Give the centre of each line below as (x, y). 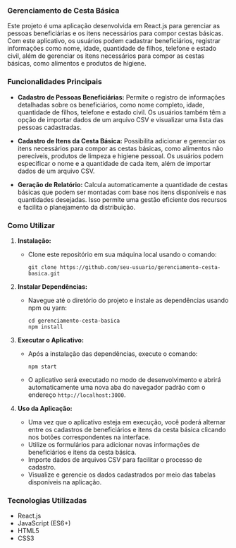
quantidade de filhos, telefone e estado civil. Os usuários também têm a (122, 112)
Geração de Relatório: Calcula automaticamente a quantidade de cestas (123, 184)
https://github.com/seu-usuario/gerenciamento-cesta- (140, 267)
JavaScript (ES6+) (44, 523)
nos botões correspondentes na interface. (89, 437)
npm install (45, 327)
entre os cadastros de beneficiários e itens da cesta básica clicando (127, 429)
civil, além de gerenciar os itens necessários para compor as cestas (106, 56)
